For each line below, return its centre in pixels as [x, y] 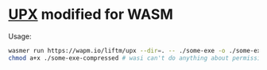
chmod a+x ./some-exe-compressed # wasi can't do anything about [118, 58]
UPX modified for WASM [91, 15]
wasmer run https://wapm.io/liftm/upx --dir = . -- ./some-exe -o [117, 50]
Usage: [20, 36]
